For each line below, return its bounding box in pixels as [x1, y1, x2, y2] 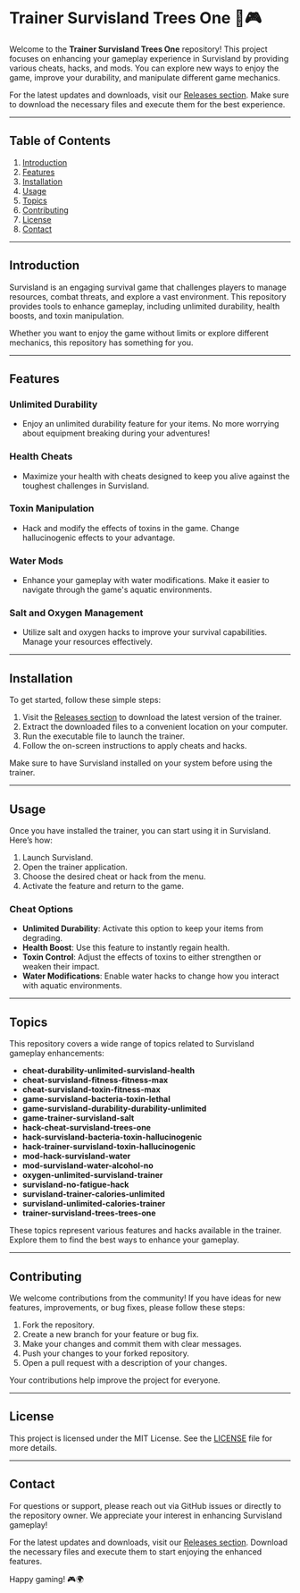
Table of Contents [9, 133, 112, 148]
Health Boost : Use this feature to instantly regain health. [21, 942, 230, 953]
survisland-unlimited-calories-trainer [21, 1199, 166, 1209]
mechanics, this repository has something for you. [9, 337, 194, 348]
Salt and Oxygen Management [9, 606, 144, 619]
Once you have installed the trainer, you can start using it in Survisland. [9, 826, 271, 836]
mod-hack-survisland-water [21, 1151, 131, 1162]
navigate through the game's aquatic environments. [21, 584, 212, 596]
